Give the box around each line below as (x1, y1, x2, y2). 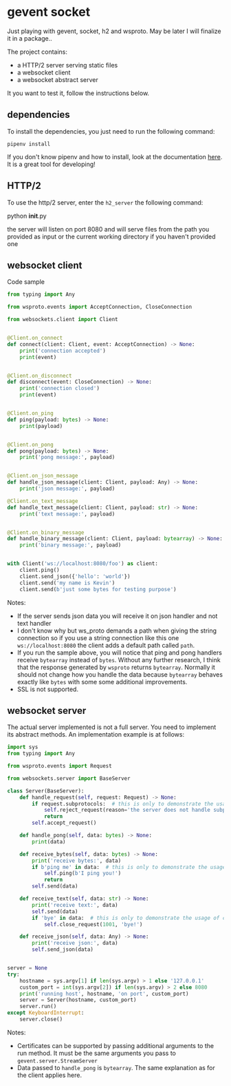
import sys (7, 744, 38, 751)
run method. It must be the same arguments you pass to (16, 1049, 177, 1057)
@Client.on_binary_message (7, 529, 85, 536)
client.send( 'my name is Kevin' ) (19, 580, 115, 586)
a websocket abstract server (16, 75, 98, 83)
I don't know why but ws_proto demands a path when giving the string (16, 626, 217, 635)
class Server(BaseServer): (7, 787, 85, 795)
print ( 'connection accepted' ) (19, 347, 107, 354)
